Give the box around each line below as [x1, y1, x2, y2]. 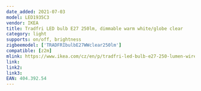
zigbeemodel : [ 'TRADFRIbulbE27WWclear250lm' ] [6, 43, 121, 48]
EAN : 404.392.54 [6, 75, 47, 81]
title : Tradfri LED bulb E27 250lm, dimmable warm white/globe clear [6, 25, 184, 32]
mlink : [6, 53, 23, 59]
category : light [6, 31, 47, 37]
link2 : [6, 64, 23, 71]
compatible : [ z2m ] [6, 48, 52, 54]
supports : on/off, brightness [6, 37, 82, 43]
